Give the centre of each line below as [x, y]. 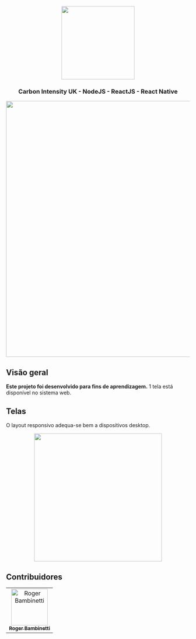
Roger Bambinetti [30, 628]
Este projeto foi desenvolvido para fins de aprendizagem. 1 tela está [90, 387]
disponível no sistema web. [39, 393]
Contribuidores [34, 577]
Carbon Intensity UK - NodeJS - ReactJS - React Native [98, 92]
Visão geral [27, 372]
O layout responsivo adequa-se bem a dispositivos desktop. [78, 425]
